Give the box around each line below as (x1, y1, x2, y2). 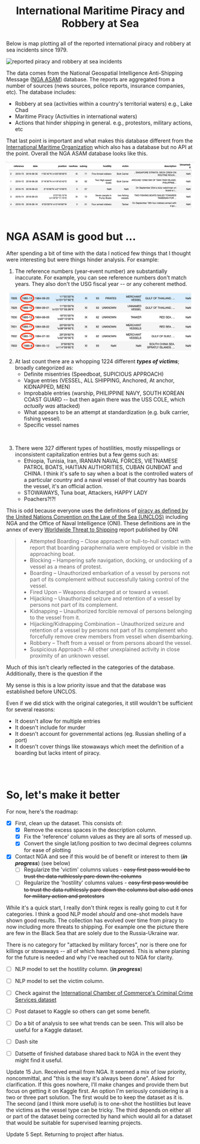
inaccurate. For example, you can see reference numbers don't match (14, 274, 187, 281)
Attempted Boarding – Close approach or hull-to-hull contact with (29, 538, 191, 545)
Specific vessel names (23, 421, 79, 428)
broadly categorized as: (14, 364, 73, 372)
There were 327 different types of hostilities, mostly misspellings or (14, 445, 181, 452)
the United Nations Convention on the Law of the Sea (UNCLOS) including (6, 513, 188, 521)
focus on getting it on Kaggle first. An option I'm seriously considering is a (6, 1087, 189, 1094)
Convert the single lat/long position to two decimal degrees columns (23, 840, 192, 847)
